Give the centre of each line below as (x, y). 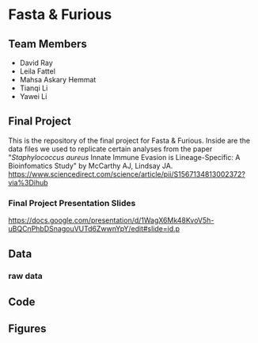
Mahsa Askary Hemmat (58, 80)
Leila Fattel (37, 71)
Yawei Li (33, 96)
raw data (26, 276)
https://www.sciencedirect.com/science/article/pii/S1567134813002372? (127, 174)
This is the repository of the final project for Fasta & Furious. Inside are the (129, 140)
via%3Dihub (28, 182)
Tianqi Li (34, 88)
